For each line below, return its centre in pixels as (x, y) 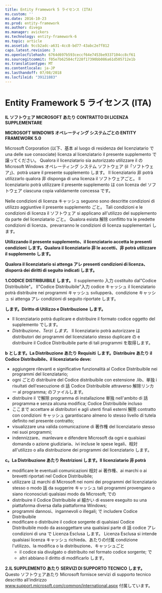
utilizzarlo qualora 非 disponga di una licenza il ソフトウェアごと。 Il (73, 178)
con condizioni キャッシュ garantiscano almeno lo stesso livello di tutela (84, 415)
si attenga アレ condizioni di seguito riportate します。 (65, 299)
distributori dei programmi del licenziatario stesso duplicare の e (76, 337)
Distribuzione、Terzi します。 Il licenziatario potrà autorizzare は (76, 330)
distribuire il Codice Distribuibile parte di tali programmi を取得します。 (82, 342)
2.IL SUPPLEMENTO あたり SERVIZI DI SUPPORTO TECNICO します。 (75, 568)
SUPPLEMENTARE (24, 122)
